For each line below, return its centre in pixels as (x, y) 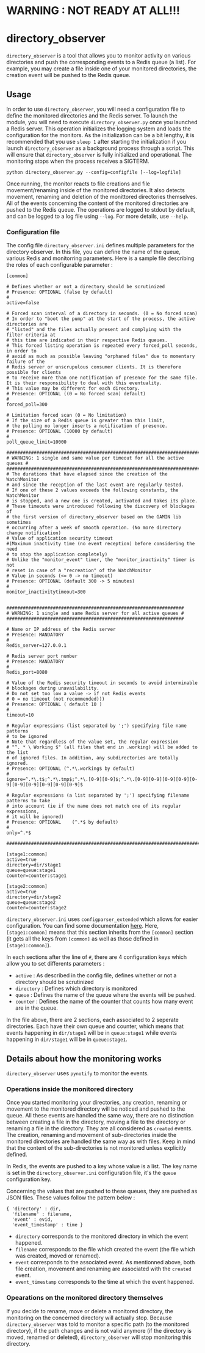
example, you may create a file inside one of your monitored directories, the (102, 69)
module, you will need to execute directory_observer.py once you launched (102, 122)
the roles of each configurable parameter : (59, 265)
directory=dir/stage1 (34, 865)
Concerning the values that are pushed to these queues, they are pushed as (102, 1191)
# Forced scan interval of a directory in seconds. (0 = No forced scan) (102, 314)
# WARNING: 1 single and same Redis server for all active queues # (95, 613)
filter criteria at (31, 335)
